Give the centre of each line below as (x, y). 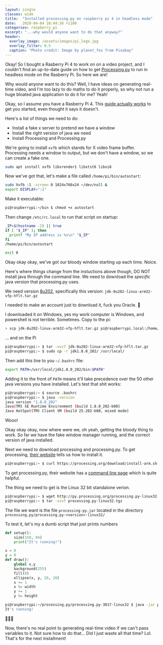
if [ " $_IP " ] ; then (26, 230)
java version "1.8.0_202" (31, 402)
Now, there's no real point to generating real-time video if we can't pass (77, 628)
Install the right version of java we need (51, 133)
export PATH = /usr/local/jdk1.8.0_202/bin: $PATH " (55, 369)
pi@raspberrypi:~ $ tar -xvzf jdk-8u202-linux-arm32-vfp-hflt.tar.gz (77, 347)
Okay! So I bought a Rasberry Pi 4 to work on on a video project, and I (75, 64)
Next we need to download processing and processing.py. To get (70, 450)
